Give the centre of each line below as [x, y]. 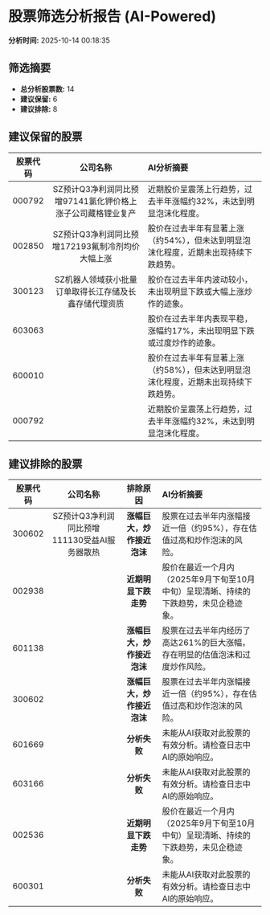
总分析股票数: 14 [47, 88]
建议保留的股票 [45, 137]
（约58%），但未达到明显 [195, 370]
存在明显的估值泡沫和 [202, 655]
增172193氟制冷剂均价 [96, 246]
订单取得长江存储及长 [96, 292]
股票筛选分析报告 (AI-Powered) [112, 16]
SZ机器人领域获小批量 [96, 280]
